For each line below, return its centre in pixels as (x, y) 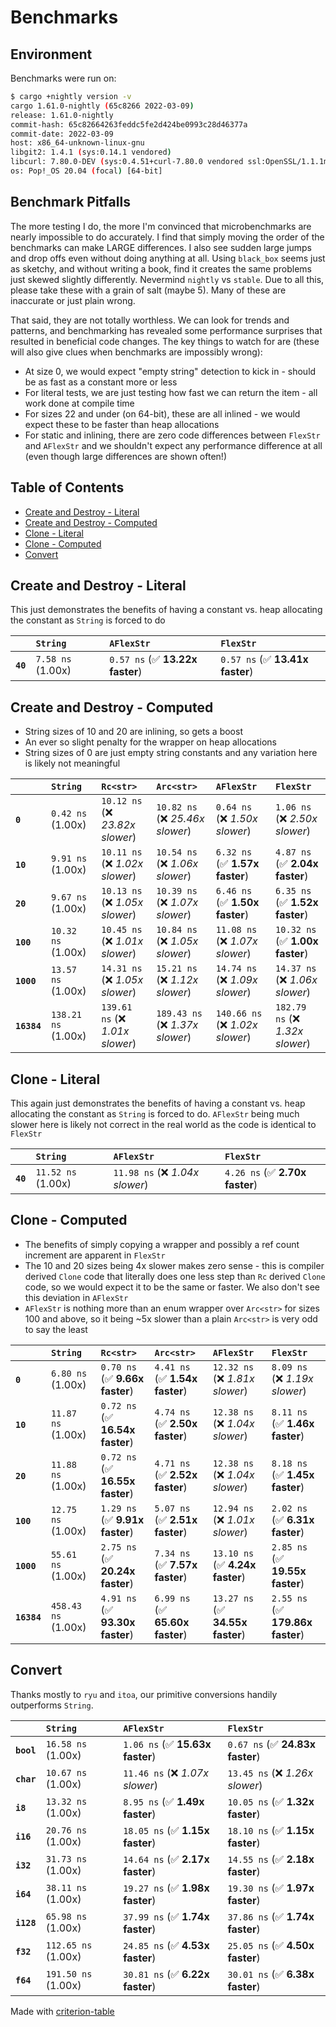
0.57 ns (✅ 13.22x (153, 659)
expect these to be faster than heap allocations (122, 424)
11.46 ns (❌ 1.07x (166, 1773)
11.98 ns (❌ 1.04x (156, 1172)
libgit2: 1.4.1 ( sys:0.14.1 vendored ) (91, 152)
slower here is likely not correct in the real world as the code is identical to (163, 1124)
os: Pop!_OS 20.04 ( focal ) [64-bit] (86, 171)
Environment (51, 54)
